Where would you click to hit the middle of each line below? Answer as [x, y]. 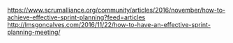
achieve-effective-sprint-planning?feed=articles [76, 17]
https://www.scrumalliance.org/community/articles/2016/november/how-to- [116, 10]
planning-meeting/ [34, 32]
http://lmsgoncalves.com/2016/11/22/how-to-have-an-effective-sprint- [109, 25]
